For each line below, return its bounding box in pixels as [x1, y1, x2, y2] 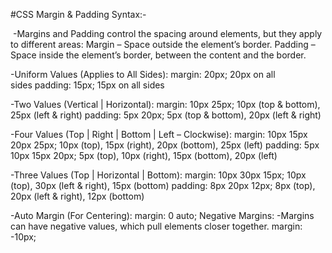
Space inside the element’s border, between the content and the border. [10, 49, 307, 61]
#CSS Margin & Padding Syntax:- [10, 9, 147, 20]
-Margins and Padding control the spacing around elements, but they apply [12, 28, 323, 39]
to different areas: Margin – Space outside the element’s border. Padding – [10, 39, 316, 50]
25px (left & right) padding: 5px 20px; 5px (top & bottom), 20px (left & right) [10, 109, 322, 121]
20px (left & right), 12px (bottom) [10, 190, 145, 202]
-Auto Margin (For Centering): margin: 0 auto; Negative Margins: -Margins [10, 210, 315, 221]
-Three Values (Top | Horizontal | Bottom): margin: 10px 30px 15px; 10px [10, 169, 307, 181]
